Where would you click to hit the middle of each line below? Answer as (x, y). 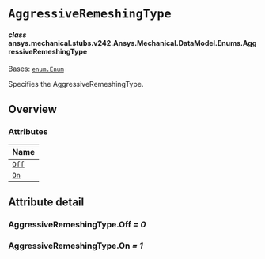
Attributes (28, 131)
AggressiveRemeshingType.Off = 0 (77, 225)
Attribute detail (46, 203)
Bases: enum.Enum (36, 69)
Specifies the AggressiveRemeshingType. (76, 84)
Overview (33, 109)
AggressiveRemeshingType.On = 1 (76, 246)
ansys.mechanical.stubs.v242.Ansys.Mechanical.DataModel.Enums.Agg (132, 43)
